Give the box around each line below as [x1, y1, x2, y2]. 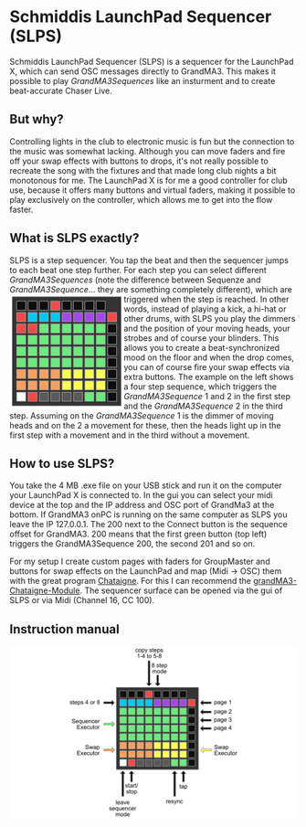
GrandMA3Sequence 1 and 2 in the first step [123, 390, 290, 401]
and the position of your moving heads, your [123, 323, 290, 334]
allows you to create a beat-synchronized [123, 342, 280, 353]
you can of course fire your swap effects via [123, 361, 290, 372]
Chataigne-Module [9, 585, 80, 596]
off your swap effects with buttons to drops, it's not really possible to [9, 155, 269, 166]
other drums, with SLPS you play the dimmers [123, 313, 296, 323]
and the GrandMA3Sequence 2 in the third [123, 400, 283, 411]
